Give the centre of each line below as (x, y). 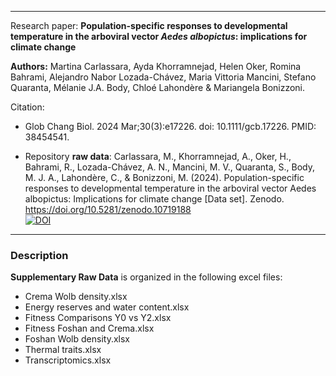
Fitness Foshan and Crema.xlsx (89, 328)
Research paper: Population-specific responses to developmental (149, 25)
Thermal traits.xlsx (63, 350)
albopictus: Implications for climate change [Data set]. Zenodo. (154, 199)
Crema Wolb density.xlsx (76, 297)
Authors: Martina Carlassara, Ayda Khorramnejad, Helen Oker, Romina (156, 66)
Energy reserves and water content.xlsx (107, 307)
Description (39, 255)
